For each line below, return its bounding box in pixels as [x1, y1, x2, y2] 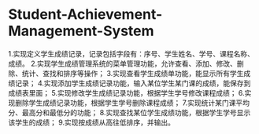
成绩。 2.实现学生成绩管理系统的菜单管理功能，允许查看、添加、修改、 [8, 59, 238, 68]
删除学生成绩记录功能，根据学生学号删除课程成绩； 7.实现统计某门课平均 [14, 98, 250, 107]
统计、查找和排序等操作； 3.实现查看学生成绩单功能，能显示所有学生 [21, 68, 244, 78]
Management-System [8, 22, 155, 40]
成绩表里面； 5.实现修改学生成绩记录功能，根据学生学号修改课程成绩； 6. [8, 88, 246, 97]
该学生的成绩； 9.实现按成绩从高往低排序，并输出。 [8, 118, 176, 127]
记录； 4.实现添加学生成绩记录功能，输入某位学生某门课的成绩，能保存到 [14, 78, 251, 88]
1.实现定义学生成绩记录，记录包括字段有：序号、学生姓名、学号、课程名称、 [8, 49, 254, 58]
